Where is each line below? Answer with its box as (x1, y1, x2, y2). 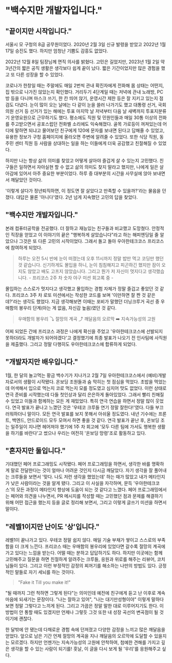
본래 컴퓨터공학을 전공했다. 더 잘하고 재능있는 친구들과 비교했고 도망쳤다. (5, 225, 150, 231)
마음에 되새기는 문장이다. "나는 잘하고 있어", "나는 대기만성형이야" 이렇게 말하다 (5, 596, 164, 602)
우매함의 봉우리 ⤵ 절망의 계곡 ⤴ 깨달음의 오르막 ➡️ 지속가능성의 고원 (17, 315, 156, 321)
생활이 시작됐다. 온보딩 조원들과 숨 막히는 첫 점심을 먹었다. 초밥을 (23, 378, 153, 385)
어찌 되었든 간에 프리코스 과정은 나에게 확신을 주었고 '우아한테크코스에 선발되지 (5, 328, 163, 334)
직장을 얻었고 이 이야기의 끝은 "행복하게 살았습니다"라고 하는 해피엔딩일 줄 (10, 232, 159, 238)
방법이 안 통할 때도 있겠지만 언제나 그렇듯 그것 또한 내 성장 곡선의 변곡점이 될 (5, 609, 159, 615)
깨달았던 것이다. (10, 177, 43, 183)
